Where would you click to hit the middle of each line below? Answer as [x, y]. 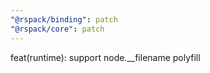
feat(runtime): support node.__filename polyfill [105, 57]
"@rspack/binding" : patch [64, 19]
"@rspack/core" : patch [57, 29]
